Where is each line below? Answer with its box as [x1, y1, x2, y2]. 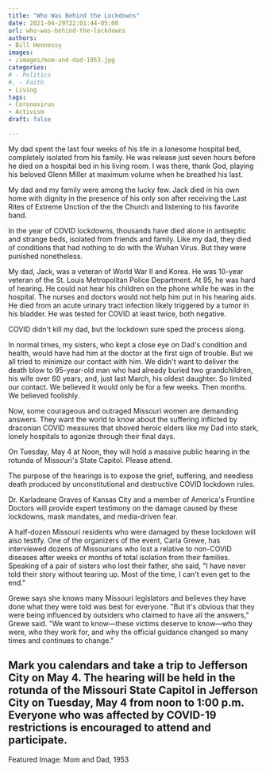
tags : [8, 93, 26, 101]
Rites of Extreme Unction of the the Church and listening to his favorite [8, 202, 240, 211]
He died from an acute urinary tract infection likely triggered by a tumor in [8, 300, 249, 310]
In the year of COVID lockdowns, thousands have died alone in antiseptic [8, 225, 247, 235]
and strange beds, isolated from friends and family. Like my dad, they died [8, 234, 252, 244]
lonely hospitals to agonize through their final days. [8, 431, 176, 441]
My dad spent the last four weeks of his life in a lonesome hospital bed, [8, 144, 241, 154]
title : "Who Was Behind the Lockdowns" [8, 11, 141, 20]
